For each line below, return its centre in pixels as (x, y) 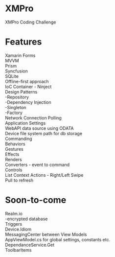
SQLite (12, 76)
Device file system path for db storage (44, 133)
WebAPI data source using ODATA (39, 128)
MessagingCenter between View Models (46, 234)
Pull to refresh (19, 180)
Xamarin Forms (20, 55)
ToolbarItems (18, 250)
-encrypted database (26, 219)
